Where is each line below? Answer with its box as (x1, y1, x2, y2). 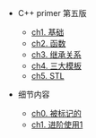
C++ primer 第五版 (17, 8, 87, 18)
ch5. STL (31, 71, 65, 81)
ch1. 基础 (31, 27, 65, 38)
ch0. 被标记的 (31, 108, 83, 118)
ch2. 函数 (31, 39, 66, 48)
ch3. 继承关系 (31, 49, 83, 60)
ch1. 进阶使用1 (31, 119, 83, 130)
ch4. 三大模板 (31, 61, 83, 71)
